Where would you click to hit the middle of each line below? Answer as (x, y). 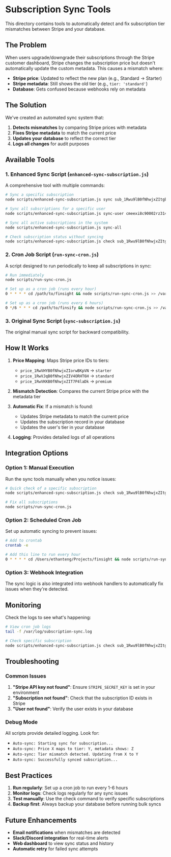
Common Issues (26, 676)
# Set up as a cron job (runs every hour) (51, 289)
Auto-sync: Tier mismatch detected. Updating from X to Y (75, 754)
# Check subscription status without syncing (54, 237)
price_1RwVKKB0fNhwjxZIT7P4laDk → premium (66, 381)
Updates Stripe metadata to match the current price (74, 416)
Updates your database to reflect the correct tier (64, 138)
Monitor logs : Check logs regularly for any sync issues (70, 793)
